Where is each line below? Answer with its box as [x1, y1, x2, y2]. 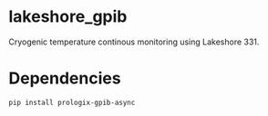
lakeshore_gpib [8, 6, 128, 27]
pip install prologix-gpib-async [8, 98, 136, 107]
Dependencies [8, 68, 121, 89]
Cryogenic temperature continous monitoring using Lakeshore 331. [8, 36, 260, 47]
